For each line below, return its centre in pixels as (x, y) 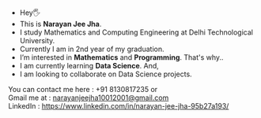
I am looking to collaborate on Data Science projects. (106, 74)
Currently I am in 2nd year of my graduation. (92, 49)
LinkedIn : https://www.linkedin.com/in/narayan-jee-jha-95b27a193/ (119, 106)
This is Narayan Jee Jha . (61, 24)
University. (37, 41)
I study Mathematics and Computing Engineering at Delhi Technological (136, 32)
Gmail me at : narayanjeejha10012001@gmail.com (89, 98)
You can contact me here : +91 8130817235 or (83, 89)
